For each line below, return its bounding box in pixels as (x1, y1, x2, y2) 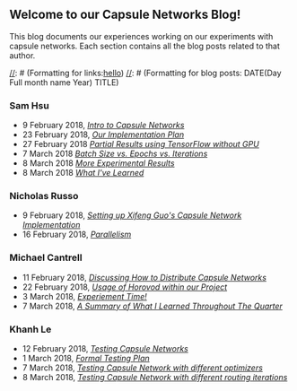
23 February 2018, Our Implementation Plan (22, 129, 185, 140)
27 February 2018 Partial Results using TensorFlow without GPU (22, 139, 260, 150)
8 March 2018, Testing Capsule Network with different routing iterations (22, 372, 288, 382)
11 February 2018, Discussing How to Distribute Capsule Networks (22, 272, 267, 282)
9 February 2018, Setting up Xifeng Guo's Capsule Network (22, 210, 242, 221)
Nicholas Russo (9, 190, 79, 203)
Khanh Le (9, 323, 52, 335)
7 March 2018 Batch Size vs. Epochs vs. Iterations (22, 148, 208, 160)
